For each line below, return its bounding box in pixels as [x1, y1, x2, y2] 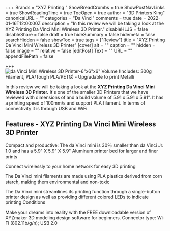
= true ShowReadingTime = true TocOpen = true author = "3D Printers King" [5, 10, 165, 16]
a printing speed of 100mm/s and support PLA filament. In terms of [5, 100, 146, 106]
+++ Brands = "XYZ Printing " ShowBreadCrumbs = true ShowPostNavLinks [5, 5, 165, 10]
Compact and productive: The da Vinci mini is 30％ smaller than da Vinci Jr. [5, 142, 164, 148]
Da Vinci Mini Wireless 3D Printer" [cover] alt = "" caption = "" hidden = [5, 42, 155, 48]
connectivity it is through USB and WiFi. [5, 106, 89, 111]
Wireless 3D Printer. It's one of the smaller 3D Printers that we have [5, 89, 149, 95]
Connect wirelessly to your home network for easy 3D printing [5, 163, 136, 169]
